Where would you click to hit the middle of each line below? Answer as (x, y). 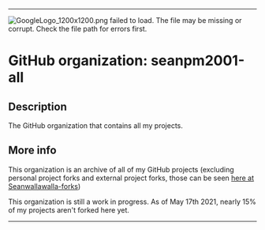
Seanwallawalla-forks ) (45, 186)
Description (37, 106)
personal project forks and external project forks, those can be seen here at (131, 178)
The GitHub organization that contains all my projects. (95, 126)
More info (32, 151)
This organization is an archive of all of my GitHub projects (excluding (121, 169)
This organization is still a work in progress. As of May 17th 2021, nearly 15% (132, 202)
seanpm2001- (198, 61)
